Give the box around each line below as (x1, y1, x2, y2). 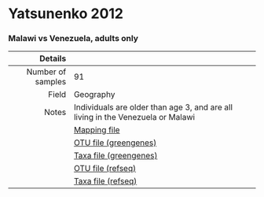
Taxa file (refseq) (73, 176, 137, 187)
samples (35, 76, 67, 87)
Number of (26, 66, 67, 77)
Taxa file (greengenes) (73, 151, 158, 162)
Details (38, 53, 67, 64)
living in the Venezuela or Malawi (73, 112, 195, 123)
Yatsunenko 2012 (8, 5, 124, 23)
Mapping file (73, 125, 120, 136)
